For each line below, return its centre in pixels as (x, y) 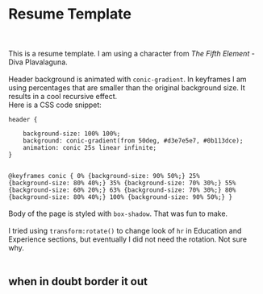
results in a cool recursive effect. (63, 96)
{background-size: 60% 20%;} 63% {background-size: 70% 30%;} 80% (122, 190)
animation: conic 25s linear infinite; (90, 147)
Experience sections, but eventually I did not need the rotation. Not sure (128, 239)
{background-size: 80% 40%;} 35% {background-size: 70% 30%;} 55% (122, 183)
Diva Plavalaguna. (38, 62)
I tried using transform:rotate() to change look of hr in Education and (125, 230)
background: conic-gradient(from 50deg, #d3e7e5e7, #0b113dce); (133, 141)
